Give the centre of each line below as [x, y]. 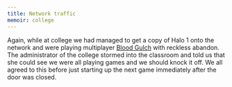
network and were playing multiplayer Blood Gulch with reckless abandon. [114, 47]
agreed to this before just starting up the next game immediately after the [112, 70]
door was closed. [32, 77]
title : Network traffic [42, 14]
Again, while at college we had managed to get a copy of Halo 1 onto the [111, 40]
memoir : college [31, 20]
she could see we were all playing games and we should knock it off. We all [115, 62]
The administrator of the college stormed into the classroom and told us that [116, 55]
